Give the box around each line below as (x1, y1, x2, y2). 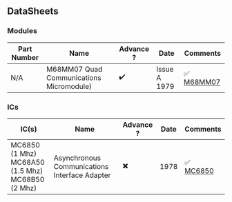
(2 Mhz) (10, 183, 37, 192)
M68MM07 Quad (46, 64, 103, 74)
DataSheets (7, 6, 59, 17)
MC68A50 (10, 157, 45, 167)
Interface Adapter (53, 170, 111, 180)
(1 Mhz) (10, 148, 37, 158)
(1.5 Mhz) (10, 165, 43, 175)
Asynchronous (53, 153, 101, 163)
